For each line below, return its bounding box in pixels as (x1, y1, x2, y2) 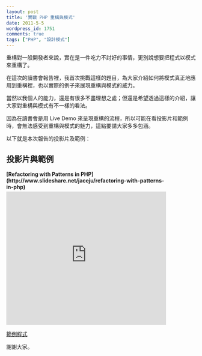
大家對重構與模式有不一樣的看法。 (6, 102, 91, 109)
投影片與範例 (6, 154, 54, 164)
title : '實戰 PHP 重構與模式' (6, 14, 76, 20)
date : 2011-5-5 (6, 20, 44, 26)
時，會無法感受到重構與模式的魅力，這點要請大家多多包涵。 (6, 122, 154, 129)
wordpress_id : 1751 (6, 25, 55, 32)
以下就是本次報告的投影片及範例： (6, 135, 91, 142)
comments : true (6, 31, 44, 37)
